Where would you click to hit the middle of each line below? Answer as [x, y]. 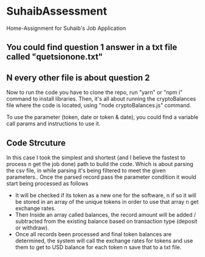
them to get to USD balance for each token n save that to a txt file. [98, 247]
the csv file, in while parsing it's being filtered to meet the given [86, 170]
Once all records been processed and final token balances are [93, 234]
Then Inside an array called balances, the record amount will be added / [106, 214]
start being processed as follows [47, 183]
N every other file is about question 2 [78, 78]
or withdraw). [32, 228]
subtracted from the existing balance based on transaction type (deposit [106, 221]
